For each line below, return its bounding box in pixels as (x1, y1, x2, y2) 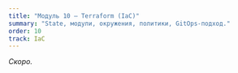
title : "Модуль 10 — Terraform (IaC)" (8, 11, 140, 20)
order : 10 (8, 27, 42, 35)
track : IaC (8, 34, 45, 43)
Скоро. (8, 57, 32, 67)
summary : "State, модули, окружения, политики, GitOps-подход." (8, 19, 231, 28)
